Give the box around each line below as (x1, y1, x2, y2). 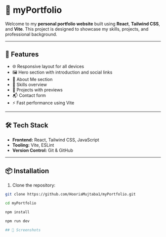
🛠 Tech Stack (5, 121, 48, 130)
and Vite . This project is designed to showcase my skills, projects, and (5, 26, 149, 32)
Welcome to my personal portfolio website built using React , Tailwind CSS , (5, 21, 161, 27)
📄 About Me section (12, 76, 53, 82)
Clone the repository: (12, 182, 56, 188)
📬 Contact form (12, 92, 46, 98)
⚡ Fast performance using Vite (12, 100, 75, 106)
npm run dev (5, 219, 30, 224)
